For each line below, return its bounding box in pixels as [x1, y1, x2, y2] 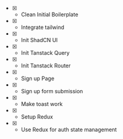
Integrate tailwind [20, 23, 65, 31]
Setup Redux [20, 113, 53, 120]
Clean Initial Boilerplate [20, 11, 78, 18]
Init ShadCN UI [20, 37, 58, 43]
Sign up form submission [20, 88, 83, 94]
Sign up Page [20, 75, 55, 82]
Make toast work [20, 100, 63, 107]
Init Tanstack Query [20, 49, 70, 56]
